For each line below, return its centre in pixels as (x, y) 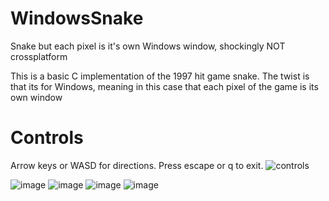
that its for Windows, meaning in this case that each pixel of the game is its (164, 86)
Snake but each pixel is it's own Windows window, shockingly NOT (148, 46)
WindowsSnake (77, 18)
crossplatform (39, 56)
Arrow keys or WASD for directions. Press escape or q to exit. (137, 165)
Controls (47, 138)
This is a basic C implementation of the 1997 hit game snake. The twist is (160, 76)
